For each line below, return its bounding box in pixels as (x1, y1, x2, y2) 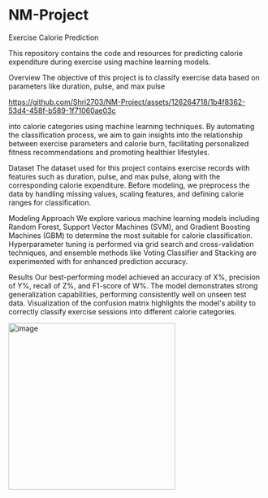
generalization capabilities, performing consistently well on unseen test (8, 289, 247, 299)
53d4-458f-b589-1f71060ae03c (8, 106, 116, 115)
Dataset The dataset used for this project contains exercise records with (8, 162, 250, 172)
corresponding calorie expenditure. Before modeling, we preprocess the (8, 180, 250, 190)
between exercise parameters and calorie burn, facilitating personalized (8, 138, 249, 148)
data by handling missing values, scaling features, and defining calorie (8, 188, 244, 198)
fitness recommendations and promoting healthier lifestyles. (8, 147, 210, 157)
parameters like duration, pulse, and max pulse (8, 81, 166, 91)
